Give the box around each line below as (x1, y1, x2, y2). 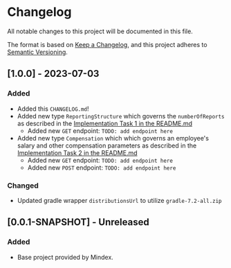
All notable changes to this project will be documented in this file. (7, 27, 194, 35)
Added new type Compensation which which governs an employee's (17, 134, 210, 142)
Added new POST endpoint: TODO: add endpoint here (27, 163, 176, 172)
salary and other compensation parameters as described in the (17, 141, 197, 150)
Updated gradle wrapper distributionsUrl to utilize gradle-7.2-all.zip (17, 196, 223, 204)
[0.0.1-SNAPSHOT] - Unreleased (7, 216, 150, 229)
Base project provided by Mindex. (17, 253, 114, 261)
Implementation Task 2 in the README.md (17, 148, 138, 157)
